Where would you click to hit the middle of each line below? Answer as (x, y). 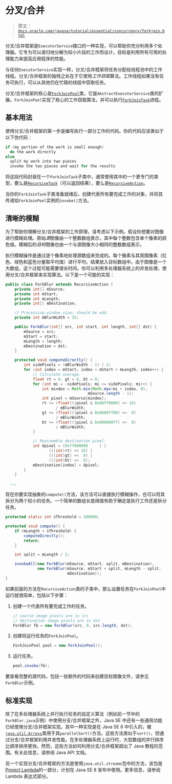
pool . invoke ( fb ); (31, 666)
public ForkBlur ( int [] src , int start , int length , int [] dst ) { (86, 327)
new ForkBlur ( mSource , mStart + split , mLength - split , (99, 569)
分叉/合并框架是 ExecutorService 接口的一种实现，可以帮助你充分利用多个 (82, 46)
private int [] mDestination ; (46, 304)
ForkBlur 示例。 (21, 683)
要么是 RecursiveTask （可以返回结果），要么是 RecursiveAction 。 (81, 183)
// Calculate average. (57, 374)
